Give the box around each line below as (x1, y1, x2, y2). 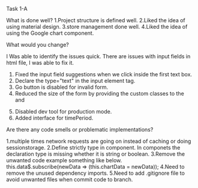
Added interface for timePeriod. (14, 114, 94, 121)
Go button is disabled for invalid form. (14, 83, 109, 91)
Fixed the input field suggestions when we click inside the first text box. (14, 71, 193, 77)
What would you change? (6, 41, 69, 48)
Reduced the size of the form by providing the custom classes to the (14, 90, 184, 97)
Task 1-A (6, 5, 28, 12)
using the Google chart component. (6, 29, 94, 37)
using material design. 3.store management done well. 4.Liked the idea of (6, 23, 188, 30)
